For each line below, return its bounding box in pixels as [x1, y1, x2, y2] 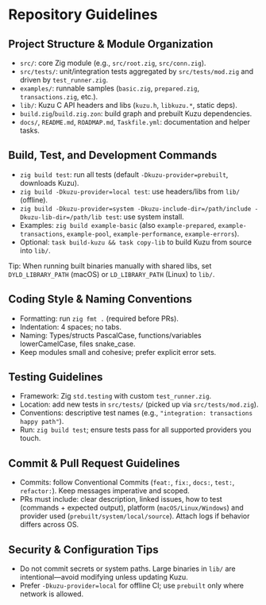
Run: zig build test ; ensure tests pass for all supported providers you [19, 425, 252, 434]
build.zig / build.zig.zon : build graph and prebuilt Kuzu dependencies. [19, 109, 253, 118]
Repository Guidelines [8, 6, 158, 24]
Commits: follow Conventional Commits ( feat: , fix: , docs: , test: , [19, 478, 235, 487]
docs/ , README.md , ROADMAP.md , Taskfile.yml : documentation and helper [19, 118, 250, 126]
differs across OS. [19, 520, 79, 530]
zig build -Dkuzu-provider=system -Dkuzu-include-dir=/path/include [19, 205, 252, 213]
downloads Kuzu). [19, 178, 79, 187]
